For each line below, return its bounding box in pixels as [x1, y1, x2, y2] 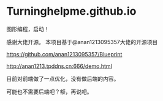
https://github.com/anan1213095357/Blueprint [6, 50, 123, 58]
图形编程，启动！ [6, 25, 50, 32]
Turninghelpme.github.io [6, 4, 137, 18]
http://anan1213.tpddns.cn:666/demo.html [6, 62, 112, 70]
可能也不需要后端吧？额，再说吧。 [6, 88, 93, 95]
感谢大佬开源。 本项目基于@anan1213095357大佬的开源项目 [6, 38, 158, 45]
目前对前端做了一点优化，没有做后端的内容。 [6, 75, 119, 82]
